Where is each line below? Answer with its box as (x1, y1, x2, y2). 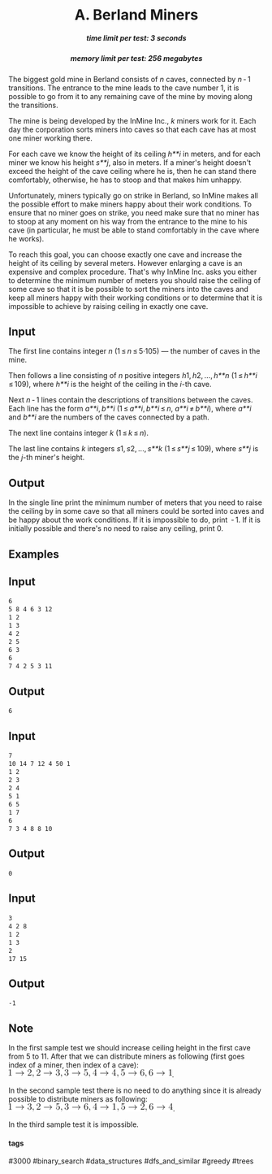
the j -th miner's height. (8, 453, 85, 463)
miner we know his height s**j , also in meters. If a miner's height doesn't (8, 157, 252, 167)
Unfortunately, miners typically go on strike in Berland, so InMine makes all (8, 190, 258, 200)
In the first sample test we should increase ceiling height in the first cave (8, 1043, 251, 1053)
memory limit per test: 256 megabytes (70, 54, 203, 63)
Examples (8, 547, 59, 561)
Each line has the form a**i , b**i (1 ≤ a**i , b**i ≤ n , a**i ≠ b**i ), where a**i (8, 404, 252, 414)
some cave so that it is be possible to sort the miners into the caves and (8, 284, 249, 293)
